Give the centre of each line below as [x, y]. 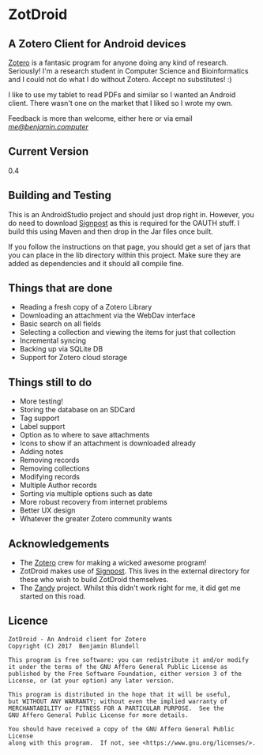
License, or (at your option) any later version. [92, 681]
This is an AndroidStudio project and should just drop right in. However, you [131, 214]
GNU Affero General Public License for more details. [99, 715]
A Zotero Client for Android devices [97, 44]
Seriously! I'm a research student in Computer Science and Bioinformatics [128, 71]
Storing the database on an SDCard [77, 410]
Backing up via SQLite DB [61, 349]
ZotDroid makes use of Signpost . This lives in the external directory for [135, 571]
